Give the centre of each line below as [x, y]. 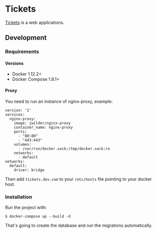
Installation [19, 197]
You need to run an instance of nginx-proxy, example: [59, 101]
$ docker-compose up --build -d [38, 216]
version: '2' [18, 110]
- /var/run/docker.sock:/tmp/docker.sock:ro [64, 149]
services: [15, 115]
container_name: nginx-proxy [43, 127]
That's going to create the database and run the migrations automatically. [79, 225]
